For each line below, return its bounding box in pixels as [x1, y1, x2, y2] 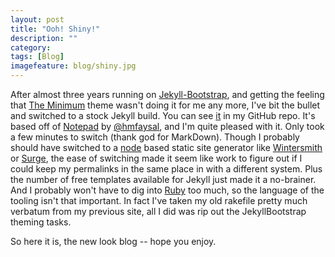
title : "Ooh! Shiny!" [10, 24, 101, 34]
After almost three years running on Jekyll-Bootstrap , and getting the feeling [10, 89, 325, 100]
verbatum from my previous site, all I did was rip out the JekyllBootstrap [10, 206, 307, 217]
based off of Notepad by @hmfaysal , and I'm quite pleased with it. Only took [10, 121, 325, 132]
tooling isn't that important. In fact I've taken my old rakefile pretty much [10, 195, 308, 206]
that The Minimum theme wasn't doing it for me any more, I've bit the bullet [10, 99, 321, 111]
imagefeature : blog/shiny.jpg [10, 61, 137, 71]
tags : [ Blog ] [10, 52, 65, 62]
